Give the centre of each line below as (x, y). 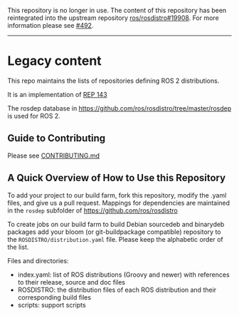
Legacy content (54, 61)
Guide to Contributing (57, 138)
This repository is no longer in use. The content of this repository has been (117, 10)
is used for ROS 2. (34, 116)
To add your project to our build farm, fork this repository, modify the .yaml (117, 195)
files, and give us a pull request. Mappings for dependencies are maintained (118, 203)
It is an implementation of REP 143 (58, 94)
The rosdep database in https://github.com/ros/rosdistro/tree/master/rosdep (119, 108)
